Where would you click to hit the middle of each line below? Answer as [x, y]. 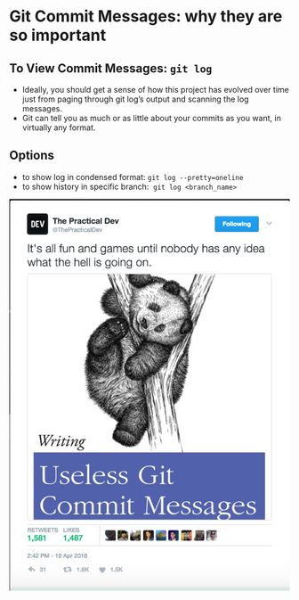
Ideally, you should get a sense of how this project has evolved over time [155, 90]
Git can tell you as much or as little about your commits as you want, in [152, 118]
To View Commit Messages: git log [111, 68]
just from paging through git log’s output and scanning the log [135, 99]
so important [58, 35]
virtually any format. [59, 127]
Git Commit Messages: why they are [146, 16]
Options [32, 156]
